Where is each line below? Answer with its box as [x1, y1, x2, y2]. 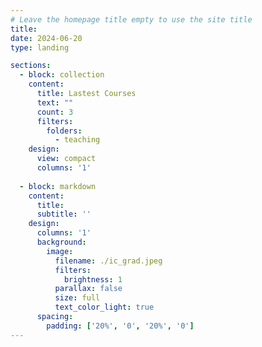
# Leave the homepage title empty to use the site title [10, 14, 253, 25]
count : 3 [36, 107, 74, 117]
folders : [46, 126, 83, 136]
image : [46, 246, 74, 256]
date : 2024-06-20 [10, 33, 83, 43]
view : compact [36, 154, 97, 164]
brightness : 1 [63, 274, 123, 285]
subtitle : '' [36, 209, 92, 220]
